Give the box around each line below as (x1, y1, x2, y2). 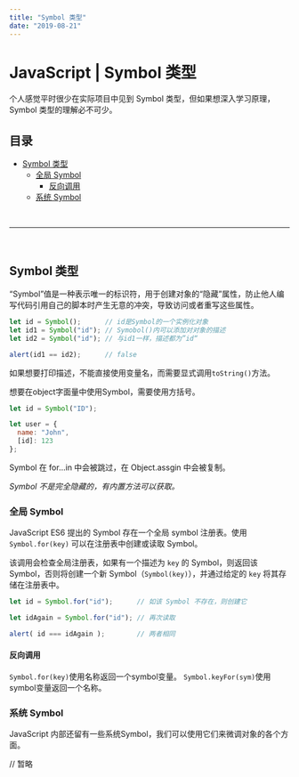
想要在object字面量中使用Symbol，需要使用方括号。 (9, 386, 200, 397)
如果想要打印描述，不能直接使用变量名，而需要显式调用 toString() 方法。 (9, 367, 276, 378)
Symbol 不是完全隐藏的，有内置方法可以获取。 (9, 481, 180, 491)
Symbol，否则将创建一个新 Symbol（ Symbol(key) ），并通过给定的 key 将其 (9, 569, 279, 579)
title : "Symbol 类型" (9, 12, 87, 22)
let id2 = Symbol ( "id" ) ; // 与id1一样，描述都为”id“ (9, 334, 198, 343)
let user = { (9, 420, 58, 429)
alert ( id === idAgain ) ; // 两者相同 (9, 629, 176, 638)
